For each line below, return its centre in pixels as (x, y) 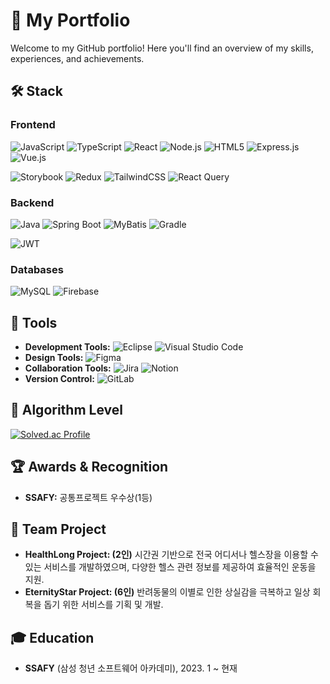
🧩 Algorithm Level (66, 410)
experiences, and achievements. (77, 58)
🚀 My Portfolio (70, 20)
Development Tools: (67, 347)
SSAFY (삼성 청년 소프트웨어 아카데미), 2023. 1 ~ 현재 (131, 668)
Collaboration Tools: (68, 368)
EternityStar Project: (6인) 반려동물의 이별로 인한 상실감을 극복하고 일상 (167, 592)
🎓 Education (52, 637)
